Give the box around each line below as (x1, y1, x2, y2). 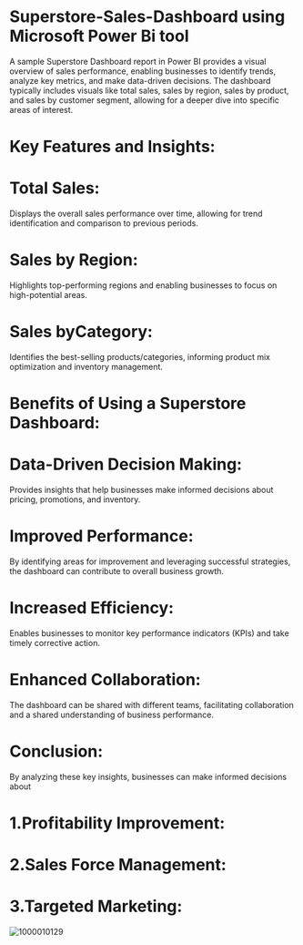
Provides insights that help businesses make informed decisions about (9, 485, 274, 496)
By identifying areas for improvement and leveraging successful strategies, (9, 556, 291, 567)
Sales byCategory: (9, 322, 153, 343)
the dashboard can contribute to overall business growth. (9, 566, 225, 576)
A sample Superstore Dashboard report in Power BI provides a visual (9, 56, 267, 67)
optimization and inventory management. (9, 361, 164, 372)
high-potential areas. (9, 290, 88, 300)
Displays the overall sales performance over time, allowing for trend (9, 208, 263, 220)
